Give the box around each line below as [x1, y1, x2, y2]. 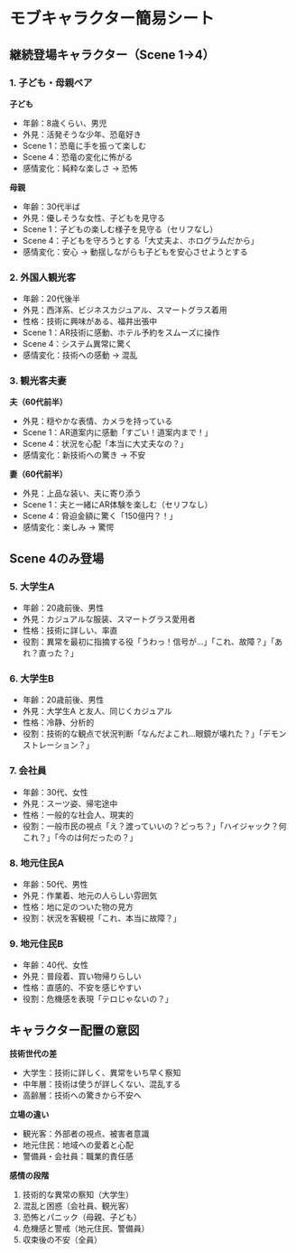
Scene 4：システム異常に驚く [22, 339, 133, 349]
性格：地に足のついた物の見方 [22, 902, 134, 913]
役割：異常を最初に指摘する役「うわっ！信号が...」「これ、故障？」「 [22, 636, 275, 647]
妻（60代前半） [9, 469, 68, 479]
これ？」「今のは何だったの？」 [22, 831, 138, 842]
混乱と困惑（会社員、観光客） [22, 1201, 134, 1211]
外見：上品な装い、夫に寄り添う [22, 488, 142, 499]
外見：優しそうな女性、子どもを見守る [22, 212, 165, 223]
